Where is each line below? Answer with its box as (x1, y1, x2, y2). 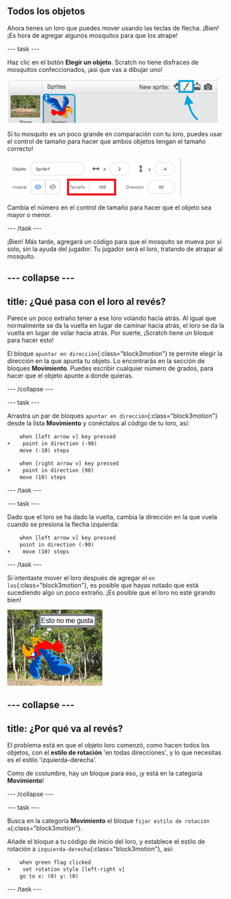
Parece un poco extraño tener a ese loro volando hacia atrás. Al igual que (7, 314, 216, 322)
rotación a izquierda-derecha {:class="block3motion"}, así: (7, 845, 174, 853)
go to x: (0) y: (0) (19, 873, 79, 880)
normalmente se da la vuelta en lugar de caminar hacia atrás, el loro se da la (7, 322, 225, 330)
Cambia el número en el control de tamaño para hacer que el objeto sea (7, 203, 212, 212)
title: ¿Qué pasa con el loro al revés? (7, 295, 166, 307)
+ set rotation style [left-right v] (7, 866, 126, 873)
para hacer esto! (7, 336, 54, 344)
